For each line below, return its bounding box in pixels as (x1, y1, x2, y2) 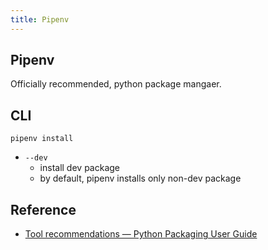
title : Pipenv (10, 14, 70, 25)
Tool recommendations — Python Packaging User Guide (24, 228, 258, 240)
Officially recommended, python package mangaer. (10, 78, 222, 90)
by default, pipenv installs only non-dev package (39, 172, 242, 185)
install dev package (39, 162, 121, 174)
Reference (10, 201, 77, 218)
